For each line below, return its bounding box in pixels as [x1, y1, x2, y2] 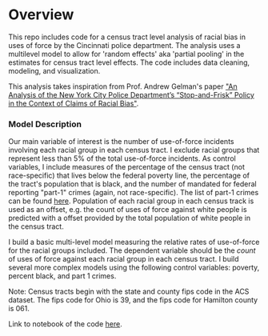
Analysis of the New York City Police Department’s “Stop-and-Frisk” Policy [8, 90, 254, 99]
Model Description [8, 118, 82, 130]
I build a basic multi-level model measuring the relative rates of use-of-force [8, 238, 260, 247]
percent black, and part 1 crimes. [8, 271, 117, 281]
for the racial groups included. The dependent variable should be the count [8, 246, 256, 255]
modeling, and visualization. [8, 66, 101, 75]
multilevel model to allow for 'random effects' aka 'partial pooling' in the [8, 49, 245, 58]
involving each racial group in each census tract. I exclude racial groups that [8, 146, 260, 155]
